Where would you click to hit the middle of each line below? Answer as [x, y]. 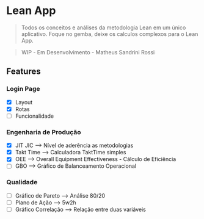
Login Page [24, 89]
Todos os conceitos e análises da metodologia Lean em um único [104, 27]
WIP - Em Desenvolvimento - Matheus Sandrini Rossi [88, 52]
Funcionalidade [34, 116]
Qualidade [22, 182]
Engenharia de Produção [44, 132]
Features [24, 72]
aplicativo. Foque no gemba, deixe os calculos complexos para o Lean [110, 34]
